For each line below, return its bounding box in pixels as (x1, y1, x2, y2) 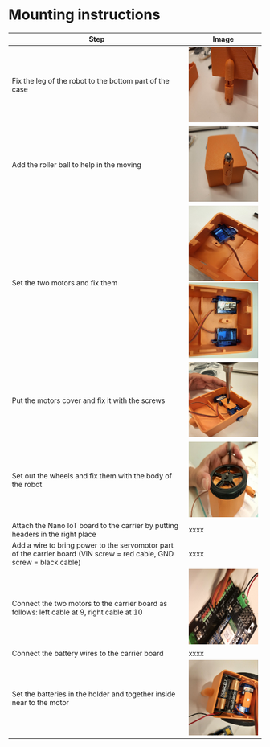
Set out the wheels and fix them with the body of (11, 471, 173, 481)
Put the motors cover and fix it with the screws (11, 396, 166, 405)
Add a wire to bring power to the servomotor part (11, 540, 174, 550)
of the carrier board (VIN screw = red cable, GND (11, 549, 174, 559)
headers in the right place (11, 529, 96, 539)
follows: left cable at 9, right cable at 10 (11, 607, 143, 617)
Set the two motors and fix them (11, 277, 118, 287)
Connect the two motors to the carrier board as (11, 598, 167, 608)
